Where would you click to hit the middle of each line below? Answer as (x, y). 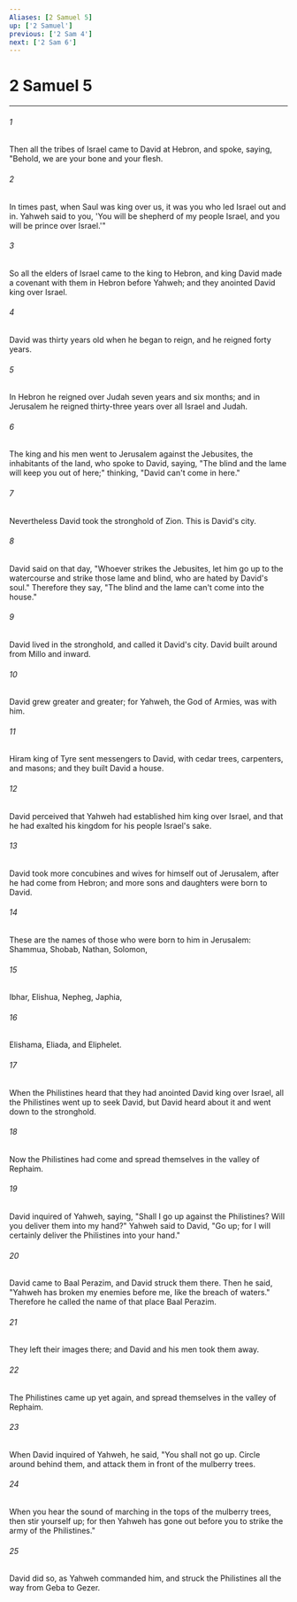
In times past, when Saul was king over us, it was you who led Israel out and (148, 207)
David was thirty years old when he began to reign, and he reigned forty (140, 340)
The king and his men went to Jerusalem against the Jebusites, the (131, 454)
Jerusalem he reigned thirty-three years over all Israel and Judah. (129, 406)
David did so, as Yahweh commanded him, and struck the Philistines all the (145, 1578)
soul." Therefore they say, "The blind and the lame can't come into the (137, 587)
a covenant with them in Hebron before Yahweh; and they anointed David (142, 282)
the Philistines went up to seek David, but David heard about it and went (140, 1102)
